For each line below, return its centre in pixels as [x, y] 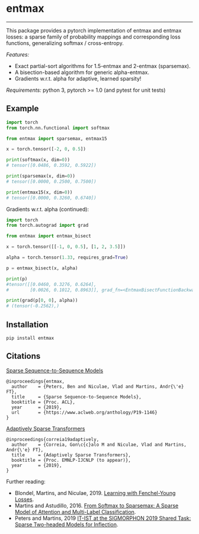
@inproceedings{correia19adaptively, [53, 439]
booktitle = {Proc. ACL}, [44, 402]
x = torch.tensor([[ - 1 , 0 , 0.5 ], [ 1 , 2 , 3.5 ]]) [66, 247]
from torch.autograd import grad [47, 226]
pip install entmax [30, 338]
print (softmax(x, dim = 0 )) [38, 160]
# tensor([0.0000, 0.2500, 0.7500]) [51, 181]
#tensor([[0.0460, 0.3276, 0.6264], [51, 284]
